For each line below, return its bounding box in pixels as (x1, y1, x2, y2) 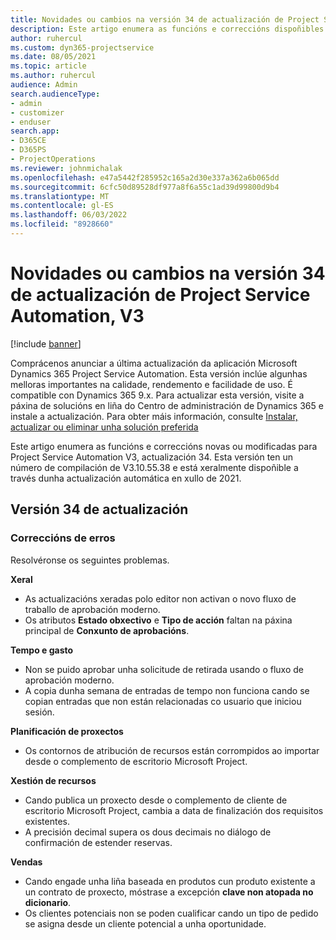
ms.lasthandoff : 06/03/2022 (10, 210, 128, 220)
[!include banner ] (10, 337, 82, 350)
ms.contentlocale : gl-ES (10, 201, 114, 211)
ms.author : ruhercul (10, 71, 97, 81)
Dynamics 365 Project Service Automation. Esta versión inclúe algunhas (10, 367, 308, 380)
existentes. (24, 815, 70, 827)
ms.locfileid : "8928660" (10, 219, 114, 230)
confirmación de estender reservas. (24, 836, 173, 848)
